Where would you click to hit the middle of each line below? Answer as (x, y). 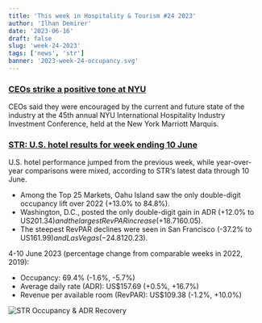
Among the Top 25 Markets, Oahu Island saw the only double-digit (130, 195)
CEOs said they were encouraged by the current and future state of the (127, 107)
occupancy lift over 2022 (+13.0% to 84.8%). (95, 203)
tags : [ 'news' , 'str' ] (46, 53)
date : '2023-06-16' (41, 31)
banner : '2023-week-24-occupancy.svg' (73, 61)
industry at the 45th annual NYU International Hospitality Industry (117, 115)
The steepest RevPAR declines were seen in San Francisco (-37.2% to (136, 229)
